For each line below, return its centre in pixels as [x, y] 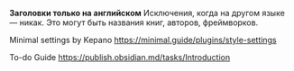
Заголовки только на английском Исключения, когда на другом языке [147, 13]
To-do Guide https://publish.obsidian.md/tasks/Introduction [120, 57]
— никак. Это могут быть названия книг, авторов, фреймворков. [134, 22]
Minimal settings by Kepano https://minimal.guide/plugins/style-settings [143, 40]
